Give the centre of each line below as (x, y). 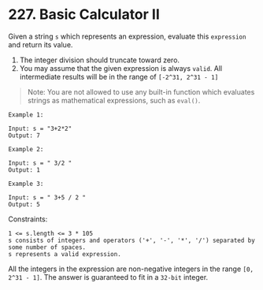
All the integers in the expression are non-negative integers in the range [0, (131, 269)
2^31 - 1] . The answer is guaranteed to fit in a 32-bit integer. (108, 277)
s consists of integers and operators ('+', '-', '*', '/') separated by (132, 240)
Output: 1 (24, 170)
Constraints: (28, 219)
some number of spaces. (47, 247)
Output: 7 (24, 136)
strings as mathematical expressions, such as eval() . (114, 100)
